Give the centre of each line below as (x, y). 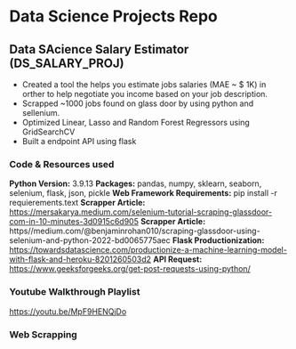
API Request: (177, 259)
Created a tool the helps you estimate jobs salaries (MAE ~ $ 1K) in (144, 85)
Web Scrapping (43, 334)
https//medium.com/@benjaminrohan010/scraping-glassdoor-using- (135, 231)
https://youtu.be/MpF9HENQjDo (68, 311)
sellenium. (41, 113)
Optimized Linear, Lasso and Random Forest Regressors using (136, 122)
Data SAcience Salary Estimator (99, 49)
